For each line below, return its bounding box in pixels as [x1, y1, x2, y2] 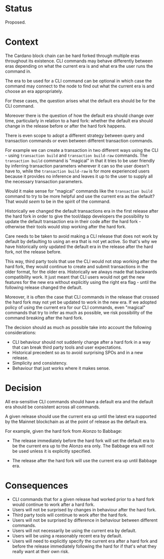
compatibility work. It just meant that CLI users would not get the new [5, 274, 145, 280]
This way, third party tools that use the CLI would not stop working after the [5, 258, 158, 264]
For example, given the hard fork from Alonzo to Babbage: [5, 428, 122, 434]
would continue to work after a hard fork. [12, 502, 95, 507]
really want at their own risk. [12, 548, 70, 554]
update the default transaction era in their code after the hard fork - [5, 218, 141, 224]
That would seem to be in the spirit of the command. [5, 198, 111, 204]
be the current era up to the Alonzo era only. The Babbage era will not [12, 443, 153, 448]
